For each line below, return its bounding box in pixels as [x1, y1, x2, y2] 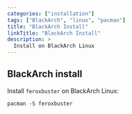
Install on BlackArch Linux [13, 42, 95, 49]
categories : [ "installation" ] [7, 10, 95, 17]
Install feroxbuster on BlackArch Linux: [7, 86, 119, 95]
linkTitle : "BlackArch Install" [7, 29, 101, 37]
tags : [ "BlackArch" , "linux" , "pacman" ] [7, 17, 126, 24]
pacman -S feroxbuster [7, 100, 73, 107]
